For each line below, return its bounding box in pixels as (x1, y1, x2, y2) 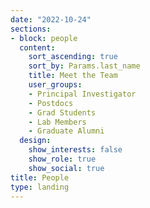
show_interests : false (28, 145, 123, 155)
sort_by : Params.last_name (28, 61, 141, 71)
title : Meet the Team (28, 71, 118, 81)
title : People (10, 172, 70, 183)
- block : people (10, 33, 78, 43)
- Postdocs (28, 98, 74, 108)
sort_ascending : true (28, 52, 118, 62)
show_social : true (28, 163, 105, 173)
